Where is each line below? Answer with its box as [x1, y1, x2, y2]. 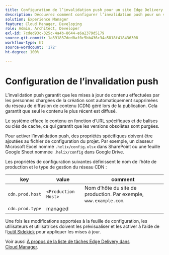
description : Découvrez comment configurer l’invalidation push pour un [5, 12, 161, 17]
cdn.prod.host [8, 192, 42, 197]
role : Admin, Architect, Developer [5, 26, 80, 31]
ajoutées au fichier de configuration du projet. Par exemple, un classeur [5, 138, 154, 144]
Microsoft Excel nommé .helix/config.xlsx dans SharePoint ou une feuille [5, 144, 160, 150]
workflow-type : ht [5, 40, 44, 45]
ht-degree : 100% [5, 49, 39, 54]
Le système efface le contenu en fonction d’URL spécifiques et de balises [5, 118, 158, 124]
